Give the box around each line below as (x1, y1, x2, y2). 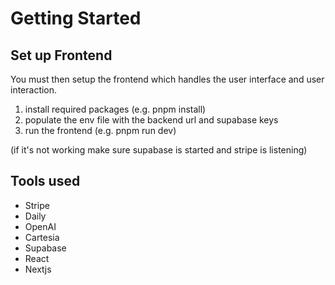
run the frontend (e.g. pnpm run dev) (24, 125, 177, 136)
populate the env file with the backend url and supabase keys (24, 114, 279, 126)
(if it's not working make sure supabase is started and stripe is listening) (10, 144, 308, 156)
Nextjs (24, 263, 52, 275)
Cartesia (24, 231, 60, 243)
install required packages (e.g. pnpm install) (24, 103, 207, 115)
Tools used (10, 173, 81, 190)
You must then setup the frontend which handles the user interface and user (10, 73, 325, 85)
